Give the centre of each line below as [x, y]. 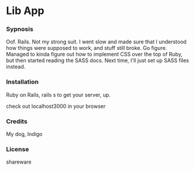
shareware [19, 162]
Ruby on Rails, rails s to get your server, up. [59, 94]
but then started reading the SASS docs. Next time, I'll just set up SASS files [97, 60]
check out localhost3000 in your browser [56, 106]
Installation [23, 82]
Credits [17, 121]
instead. [16, 67]
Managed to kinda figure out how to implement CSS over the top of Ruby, [94, 55]
